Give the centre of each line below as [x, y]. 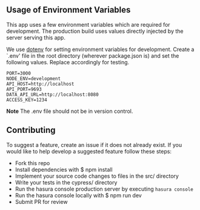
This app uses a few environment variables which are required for [88, 24]
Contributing [31, 130]
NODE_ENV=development [34, 78]
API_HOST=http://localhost [40, 84]
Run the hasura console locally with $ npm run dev [78, 195]
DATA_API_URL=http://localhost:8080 [52, 94]
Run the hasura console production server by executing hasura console [104, 189]
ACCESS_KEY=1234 [27, 100]
